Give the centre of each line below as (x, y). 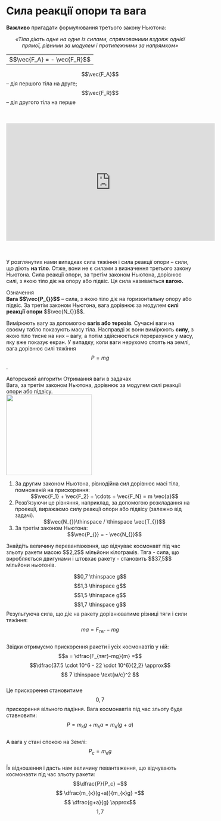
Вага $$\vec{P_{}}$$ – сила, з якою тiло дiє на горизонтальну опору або (99, 299)
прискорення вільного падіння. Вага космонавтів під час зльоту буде (94, 709)
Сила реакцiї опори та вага (77, 11)
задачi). (24, 515)
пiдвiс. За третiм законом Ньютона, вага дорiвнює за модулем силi (92, 305)
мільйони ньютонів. (31, 565)
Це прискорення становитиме (45, 690)
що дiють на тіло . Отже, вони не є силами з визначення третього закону (99, 268)
